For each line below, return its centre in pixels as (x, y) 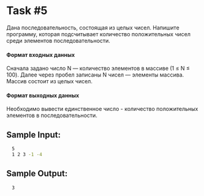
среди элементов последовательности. (58, 40)
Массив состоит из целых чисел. (50, 81)
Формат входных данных (41, 55)
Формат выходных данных (43, 95)
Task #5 (27, 11)
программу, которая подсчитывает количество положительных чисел (99, 34)
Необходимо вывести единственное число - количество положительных (102, 109)
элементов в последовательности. (52, 115)
